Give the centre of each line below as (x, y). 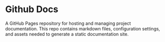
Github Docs (32, 9)
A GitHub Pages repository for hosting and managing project (68, 23)
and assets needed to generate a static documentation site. (67, 34)
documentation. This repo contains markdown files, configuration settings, (83, 28)
